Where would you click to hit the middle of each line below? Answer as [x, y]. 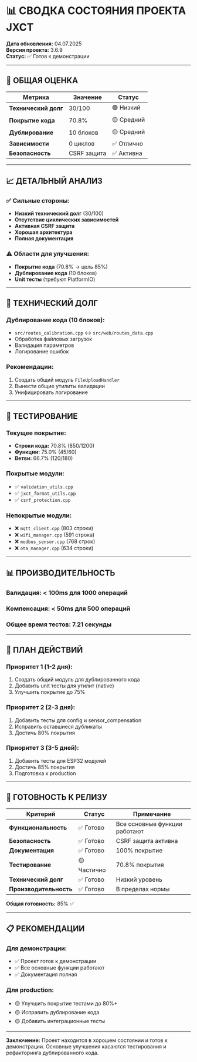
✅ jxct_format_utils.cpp [45, 493]
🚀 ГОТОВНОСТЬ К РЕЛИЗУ [57, 797]
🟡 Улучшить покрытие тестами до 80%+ [66, 1003]
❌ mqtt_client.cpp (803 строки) [54, 528]
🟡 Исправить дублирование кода [57, 1012]
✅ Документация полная [46, 974]
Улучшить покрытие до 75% [50, 692]
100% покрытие [139, 850]
